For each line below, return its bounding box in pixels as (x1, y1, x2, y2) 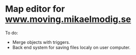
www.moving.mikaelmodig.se (5, 14, 132, 25)
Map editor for (5, 3, 65, 15)
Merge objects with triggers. (12, 39, 70, 45)
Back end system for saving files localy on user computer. (12, 44, 131, 50)
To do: (5, 30, 18, 36)
